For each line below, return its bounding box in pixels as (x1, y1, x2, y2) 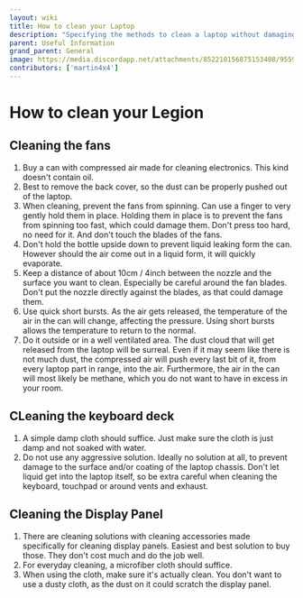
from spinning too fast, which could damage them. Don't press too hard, (22, 219, 290, 230)
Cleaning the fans (9, 138, 111, 153)
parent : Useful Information (9, 38, 115, 48)
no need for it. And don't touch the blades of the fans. (22, 229, 223, 240)
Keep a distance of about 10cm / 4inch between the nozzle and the (22, 267, 272, 278)
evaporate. (22, 258, 63, 269)
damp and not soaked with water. (22, 442, 147, 453)
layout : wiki (9, 13, 59, 23)
